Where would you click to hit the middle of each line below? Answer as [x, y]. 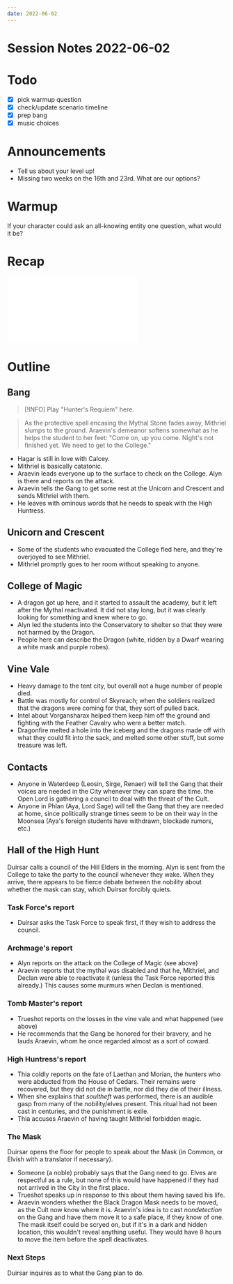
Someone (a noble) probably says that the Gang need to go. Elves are [117, 1173]
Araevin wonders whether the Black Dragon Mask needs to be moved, [118, 1202]
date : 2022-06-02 [32, 14]
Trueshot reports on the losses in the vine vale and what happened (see [120, 1018]
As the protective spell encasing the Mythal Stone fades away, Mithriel [125, 423]
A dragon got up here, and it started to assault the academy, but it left [117, 603]
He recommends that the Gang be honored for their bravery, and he [114, 1034]
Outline [29, 367]
